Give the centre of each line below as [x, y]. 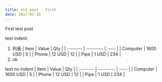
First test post [19, 28]
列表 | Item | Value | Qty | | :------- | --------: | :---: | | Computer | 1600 [84, 48]
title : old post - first [31, 10]
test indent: [17, 38]
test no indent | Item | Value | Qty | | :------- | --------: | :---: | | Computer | [81, 69]
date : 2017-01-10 [23, 14]
